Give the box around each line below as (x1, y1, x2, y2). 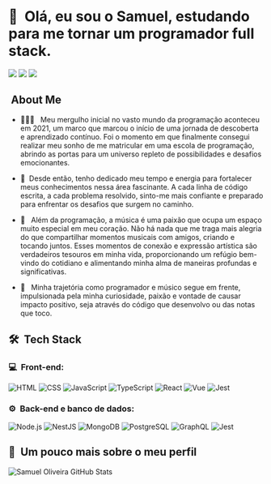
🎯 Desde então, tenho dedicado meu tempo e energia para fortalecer (19, 173, 252, 183)
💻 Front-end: (8, 362, 65, 373)
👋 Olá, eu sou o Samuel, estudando (8, 7, 250, 26)
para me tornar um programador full (8, 24, 255, 43)
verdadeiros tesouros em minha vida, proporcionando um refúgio (19, 249, 237, 259)
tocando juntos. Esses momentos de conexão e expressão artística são (19, 241, 257, 251)
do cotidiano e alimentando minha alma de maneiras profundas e (40, 258, 257, 268)
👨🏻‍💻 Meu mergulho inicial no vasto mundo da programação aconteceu (19, 114, 260, 124)
